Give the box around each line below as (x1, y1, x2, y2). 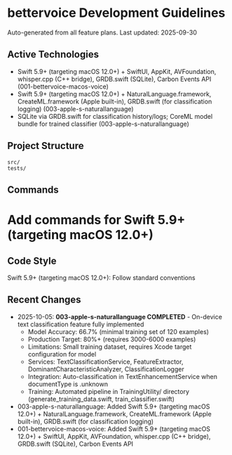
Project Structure (7, 140, 84, 152)
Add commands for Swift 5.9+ (7, 212, 186, 228)
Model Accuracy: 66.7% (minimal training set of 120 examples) (27, 327, 209, 335)
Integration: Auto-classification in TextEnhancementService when (27, 372, 217, 380)
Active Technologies (7, 49, 100, 60)
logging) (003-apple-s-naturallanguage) (17, 104, 135, 113)
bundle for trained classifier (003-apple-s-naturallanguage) (17, 120, 189, 128)
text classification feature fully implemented (17, 320, 144, 328)
